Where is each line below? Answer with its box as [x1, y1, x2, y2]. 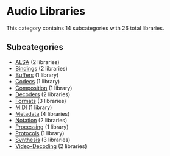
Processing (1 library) [15, 123, 69, 130]
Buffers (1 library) [15, 71, 59, 79]
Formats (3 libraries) [15, 97, 66, 104]
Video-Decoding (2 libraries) [15, 142, 87, 150]
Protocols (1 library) [15, 129, 65, 136]
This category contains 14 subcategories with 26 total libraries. [6, 24, 165, 32]
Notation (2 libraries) [15, 116, 68, 124]
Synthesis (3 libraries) [15, 136, 71, 143]
